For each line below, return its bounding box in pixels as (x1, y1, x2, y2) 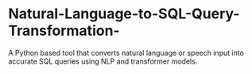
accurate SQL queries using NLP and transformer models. (8, 56, 198, 66)
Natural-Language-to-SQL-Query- (8, 5, 240, 23)
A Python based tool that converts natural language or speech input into (8, 48, 244, 57)
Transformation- (8, 21, 121, 40)
